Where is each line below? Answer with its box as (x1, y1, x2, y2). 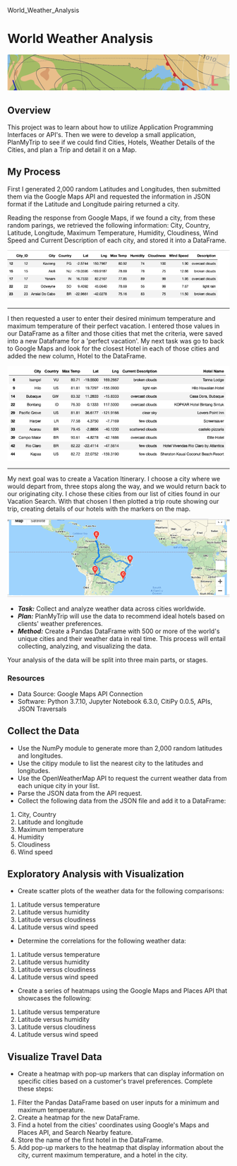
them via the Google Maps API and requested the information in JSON (7, 192, 211, 201)
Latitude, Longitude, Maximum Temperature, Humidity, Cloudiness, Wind (7, 228, 219, 237)
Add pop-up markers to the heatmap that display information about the (17, 1143, 224, 1152)
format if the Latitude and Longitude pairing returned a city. (7, 199, 180, 208)
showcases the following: (17, 994, 92, 1003)
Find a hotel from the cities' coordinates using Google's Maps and (17, 1121, 209, 1129)
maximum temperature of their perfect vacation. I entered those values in (7, 322, 220, 330)
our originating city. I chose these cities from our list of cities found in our (7, 490, 221, 498)
